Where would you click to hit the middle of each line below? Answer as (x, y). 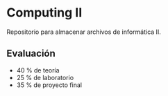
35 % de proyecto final (49, 85)
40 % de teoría (38, 70)
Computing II (44, 13)
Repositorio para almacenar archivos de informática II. (84, 32)
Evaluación (31, 54)
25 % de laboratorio (45, 77)
